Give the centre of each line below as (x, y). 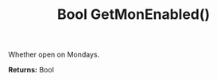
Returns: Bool (31, 70)
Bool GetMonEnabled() (134, 15)
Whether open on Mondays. (54, 55)
